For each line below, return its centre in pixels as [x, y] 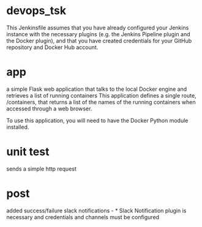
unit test [28, 152]
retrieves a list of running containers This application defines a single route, [102, 95]
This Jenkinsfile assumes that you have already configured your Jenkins [98, 28]
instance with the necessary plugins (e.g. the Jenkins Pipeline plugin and [98, 34]
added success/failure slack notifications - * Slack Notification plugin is [96, 210]
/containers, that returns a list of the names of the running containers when [101, 102]
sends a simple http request [41, 169]
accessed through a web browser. [49, 109]
